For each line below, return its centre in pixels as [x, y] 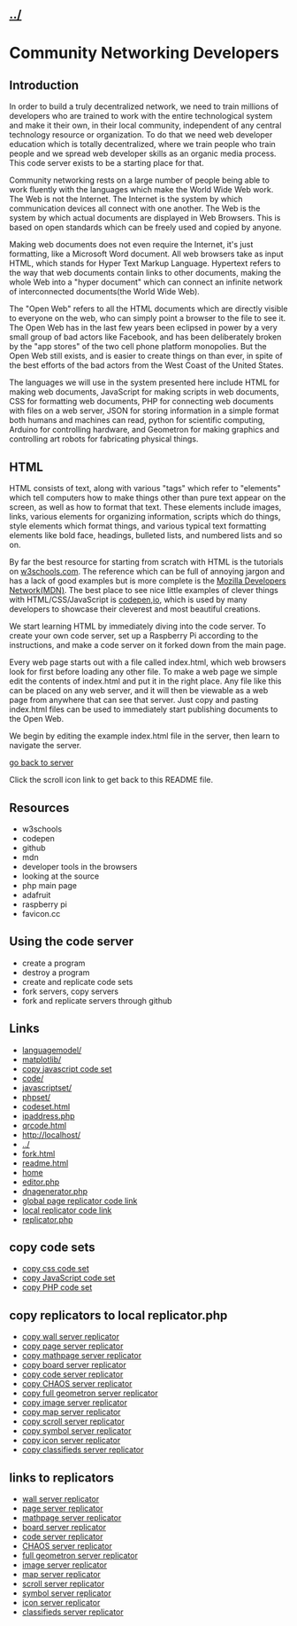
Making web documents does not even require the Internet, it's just [131, 245]
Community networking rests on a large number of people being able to [139, 180]
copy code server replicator [72, 1374]
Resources [39, 807]
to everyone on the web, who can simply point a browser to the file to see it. [148, 318]
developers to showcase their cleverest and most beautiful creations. [135, 609]
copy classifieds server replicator [83, 1450]
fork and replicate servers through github [97, 1000]
